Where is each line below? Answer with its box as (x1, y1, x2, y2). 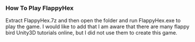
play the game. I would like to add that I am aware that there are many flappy (5, 23, 190, 30)
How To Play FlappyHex (5, 4, 74, 12)
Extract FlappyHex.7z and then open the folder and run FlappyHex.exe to (5, 17, 181, 24)
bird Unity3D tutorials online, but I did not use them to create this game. (5, 29, 177, 36)
